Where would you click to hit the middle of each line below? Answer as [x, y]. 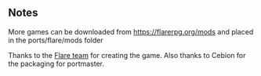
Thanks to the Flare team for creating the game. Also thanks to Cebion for [127, 55]
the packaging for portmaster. [56, 63]
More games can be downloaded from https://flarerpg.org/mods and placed [131, 31]
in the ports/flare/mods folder [56, 40]
